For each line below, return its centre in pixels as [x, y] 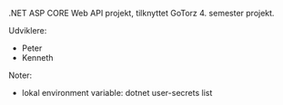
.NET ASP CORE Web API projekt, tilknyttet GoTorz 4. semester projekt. [141, 13]
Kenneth [37, 57]
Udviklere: [28, 30]
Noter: [20, 75]
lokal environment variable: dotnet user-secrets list [117, 93]
